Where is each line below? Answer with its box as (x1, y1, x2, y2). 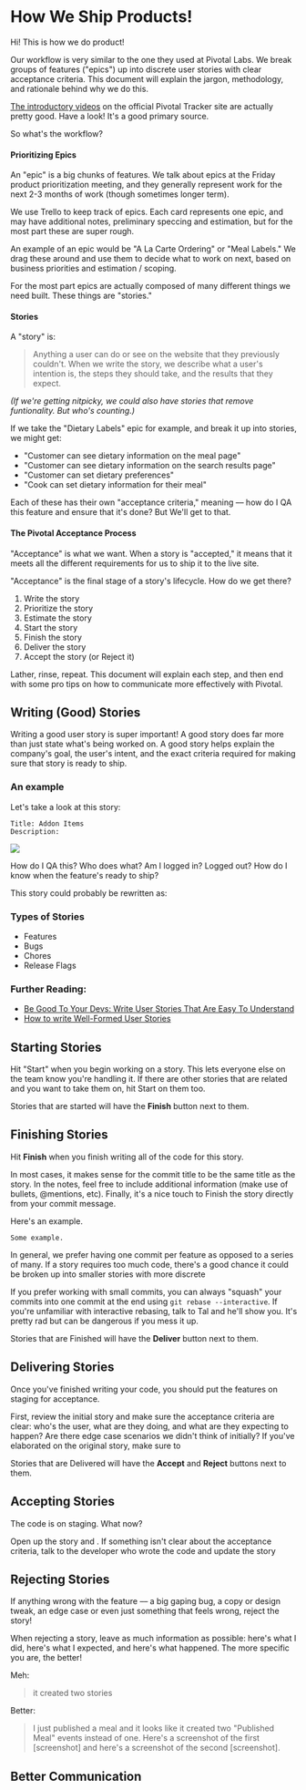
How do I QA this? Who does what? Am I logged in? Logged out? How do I (10, 859, 288, 871)
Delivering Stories (10, 1360, 115, 1375)
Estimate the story (23, 612, 92, 623)
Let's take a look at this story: (10, 801, 121, 812)
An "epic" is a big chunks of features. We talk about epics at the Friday (10, 170, 276, 180)
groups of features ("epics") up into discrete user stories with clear (10, 64, 262, 75)
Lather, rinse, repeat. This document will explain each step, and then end (10, 668, 284, 680)
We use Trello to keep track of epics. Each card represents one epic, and (10, 207, 283, 218)
